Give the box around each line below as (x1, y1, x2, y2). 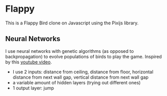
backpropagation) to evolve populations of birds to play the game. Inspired (5, 53, 162, 59)
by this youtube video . (5, 59, 52, 65)
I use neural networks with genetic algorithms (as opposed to (5, 48, 134, 54)
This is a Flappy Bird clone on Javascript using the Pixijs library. (5, 20, 139, 26)
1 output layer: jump (12, 85, 54, 91)
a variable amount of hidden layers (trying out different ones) (12, 79, 141, 85)
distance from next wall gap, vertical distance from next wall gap (12, 74, 149, 80)
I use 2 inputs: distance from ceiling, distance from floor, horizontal (12, 69, 154, 75)
